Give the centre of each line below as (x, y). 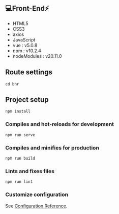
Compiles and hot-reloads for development (60, 124)
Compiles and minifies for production (52, 147)
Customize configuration (37, 195)
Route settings (29, 72)
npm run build (20, 158)
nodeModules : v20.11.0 (37, 56)
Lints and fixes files (30, 171)
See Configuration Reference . (36, 206)
